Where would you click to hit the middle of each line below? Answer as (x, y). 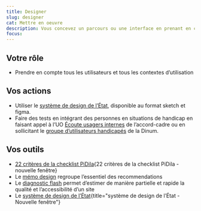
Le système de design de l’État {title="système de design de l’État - (97, 196)
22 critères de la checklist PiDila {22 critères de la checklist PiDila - (97, 164)
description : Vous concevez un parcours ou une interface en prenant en (99, 28)
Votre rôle (25, 58)
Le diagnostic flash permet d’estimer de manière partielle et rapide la (100, 183)
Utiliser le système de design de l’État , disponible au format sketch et (100, 105)
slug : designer (25, 17)
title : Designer (26, 12)
